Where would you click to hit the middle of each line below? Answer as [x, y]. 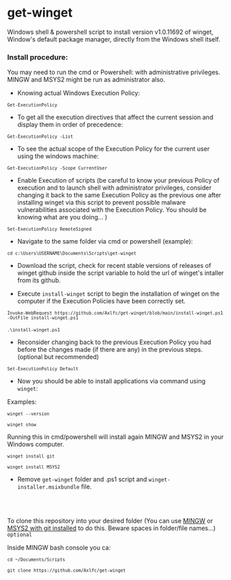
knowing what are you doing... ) [62, 217]
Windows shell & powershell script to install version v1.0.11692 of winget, [110, 32]
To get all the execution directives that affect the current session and [115, 117]
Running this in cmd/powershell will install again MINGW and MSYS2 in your [115, 437]
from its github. [39, 280]
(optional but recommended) [58, 357]
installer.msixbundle [48, 487]
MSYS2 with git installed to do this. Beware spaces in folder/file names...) [111, 528]
